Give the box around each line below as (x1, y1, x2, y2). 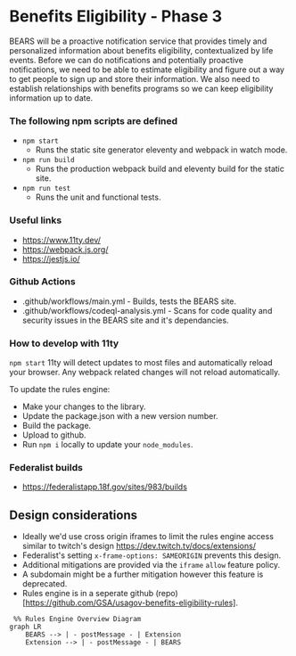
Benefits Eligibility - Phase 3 (9, 6, 223, 27)
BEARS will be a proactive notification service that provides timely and (9, 36, 267, 46)
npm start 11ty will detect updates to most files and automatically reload (9, 357, 273, 368)
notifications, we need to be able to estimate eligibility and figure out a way (9, 64, 285, 75)
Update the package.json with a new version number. (21, 411, 218, 422)
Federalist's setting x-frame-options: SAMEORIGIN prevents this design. (21, 550, 282, 561)
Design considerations (9, 507, 138, 522)
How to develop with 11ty (9, 337, 119, 349)
